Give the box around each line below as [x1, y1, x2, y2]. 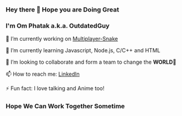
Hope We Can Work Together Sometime [5, 102, 125, 111]
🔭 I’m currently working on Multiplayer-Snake [5, 35, 119, 43]
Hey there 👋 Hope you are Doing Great [5, 5, 119, 14]
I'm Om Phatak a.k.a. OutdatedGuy [5, 21, 110, 29]
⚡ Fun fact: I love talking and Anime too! [5, 85, 105, 92]
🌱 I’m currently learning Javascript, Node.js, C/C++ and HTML [5, 47, 161, 54]
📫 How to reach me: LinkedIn [5, 70, 80, 78]
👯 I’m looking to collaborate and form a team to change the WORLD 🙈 [5, 58, 177, 66]
